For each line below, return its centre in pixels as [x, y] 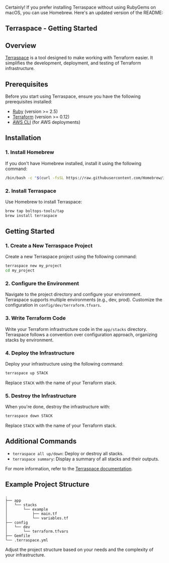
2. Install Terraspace [31, 191]
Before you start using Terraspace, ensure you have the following [73, 96]
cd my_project [20, 271]
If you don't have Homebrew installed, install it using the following [73, 163]
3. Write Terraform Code [36, 318]
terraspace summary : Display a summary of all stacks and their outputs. [86, 459]
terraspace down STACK [29, 416]
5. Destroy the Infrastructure [41, 396]
